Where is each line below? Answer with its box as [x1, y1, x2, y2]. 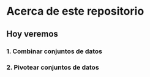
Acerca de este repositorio [6, 4, 144, 18]
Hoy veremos [6, 29, 58, 39]
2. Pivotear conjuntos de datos [6, 63, 99, 71]
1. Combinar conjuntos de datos [6, 47, 103, 56]
